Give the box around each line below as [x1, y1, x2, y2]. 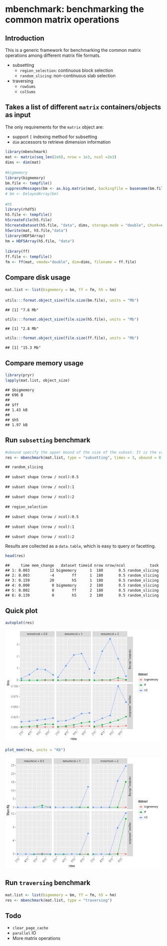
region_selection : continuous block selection [19, 67, 113, 73]
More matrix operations [12, 936, 61, 942]
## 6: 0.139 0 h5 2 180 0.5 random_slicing [5, 593, 159, 598]
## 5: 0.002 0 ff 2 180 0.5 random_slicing [5, 588, 159, 593]
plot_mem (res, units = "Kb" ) [5, 747, 66, 752]
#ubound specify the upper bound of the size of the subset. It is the [5, 450, 157, 455]
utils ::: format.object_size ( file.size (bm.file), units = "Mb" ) [5, 298, 139, 303]
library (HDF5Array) [5, 233, 46, 238]
